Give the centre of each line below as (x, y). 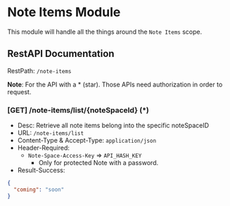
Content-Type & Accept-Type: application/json (87, 141)
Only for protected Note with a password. (98, 163)
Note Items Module (64, 12)
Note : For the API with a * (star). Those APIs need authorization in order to (115, 84)
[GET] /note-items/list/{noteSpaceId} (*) (78, 110)
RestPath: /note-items (39, 70)
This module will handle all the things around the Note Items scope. (105, 32)
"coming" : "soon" (39, 189)
